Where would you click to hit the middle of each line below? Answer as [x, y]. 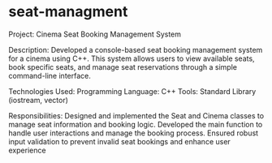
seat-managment [68, 12]
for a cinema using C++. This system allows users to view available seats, [132, 58]
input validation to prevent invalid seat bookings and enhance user [120, 141]
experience [27, 150]
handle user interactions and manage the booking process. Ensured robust [133, 133]
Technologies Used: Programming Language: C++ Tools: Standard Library [132, 91]
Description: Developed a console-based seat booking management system [136, 49]
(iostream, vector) [39, 100]
